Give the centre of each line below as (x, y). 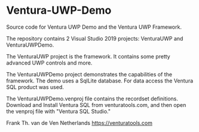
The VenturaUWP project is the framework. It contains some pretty (88, 56)
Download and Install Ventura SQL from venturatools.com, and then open (96, 105)
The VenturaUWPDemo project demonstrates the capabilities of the (89, 74)
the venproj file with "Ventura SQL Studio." (59, 111)
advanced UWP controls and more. (49, 63)
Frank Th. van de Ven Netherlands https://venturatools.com (79, 122)
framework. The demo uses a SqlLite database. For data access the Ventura (100, 81)
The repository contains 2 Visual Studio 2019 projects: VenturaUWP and (95, 38)
